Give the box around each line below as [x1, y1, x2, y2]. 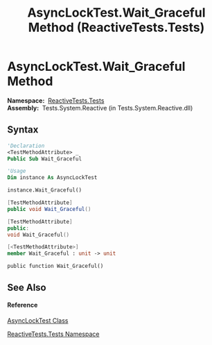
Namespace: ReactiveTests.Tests [7, 96, 105, 105]
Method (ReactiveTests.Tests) [28, 19, 205, 35]
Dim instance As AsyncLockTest [7, 174, 98, 181]
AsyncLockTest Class [7, 316, 69, 324]
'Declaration [7, 142, 45, 149]
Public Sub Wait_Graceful [7, 155, 82, 162]
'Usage [7, 168, 26, 175]
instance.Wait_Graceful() [7, 187, 82, 194]
